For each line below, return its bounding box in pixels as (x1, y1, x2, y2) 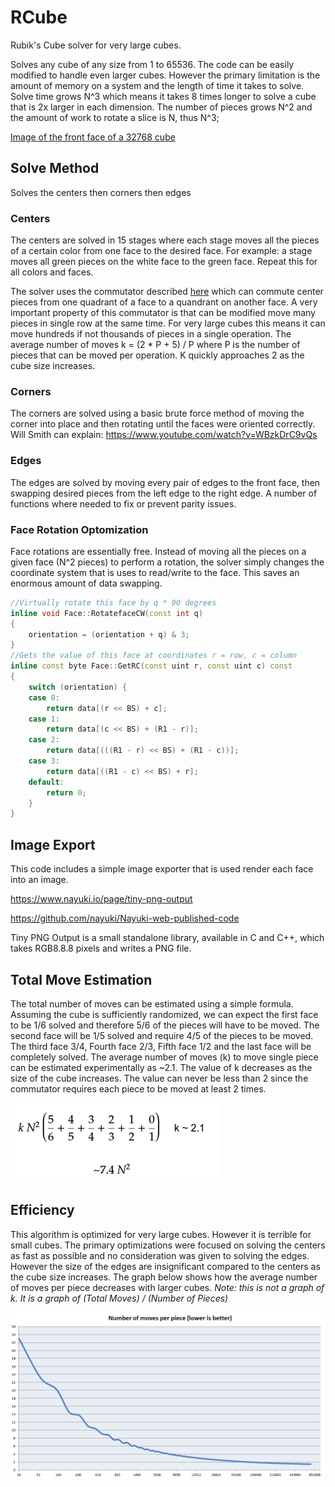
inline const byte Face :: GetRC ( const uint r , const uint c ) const (10, 661, 293, 671)
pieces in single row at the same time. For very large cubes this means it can (10, 317, 326, 330)
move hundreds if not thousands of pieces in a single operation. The (10, 328, 292, 340)
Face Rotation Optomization (10, 522, 149, 536)
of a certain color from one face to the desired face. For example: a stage (10, 245, 313, 257)
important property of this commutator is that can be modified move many (10, 307, 316, 319)
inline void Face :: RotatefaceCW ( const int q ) (10, 608, 203, 618)
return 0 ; (46, 787, 87, 798)
